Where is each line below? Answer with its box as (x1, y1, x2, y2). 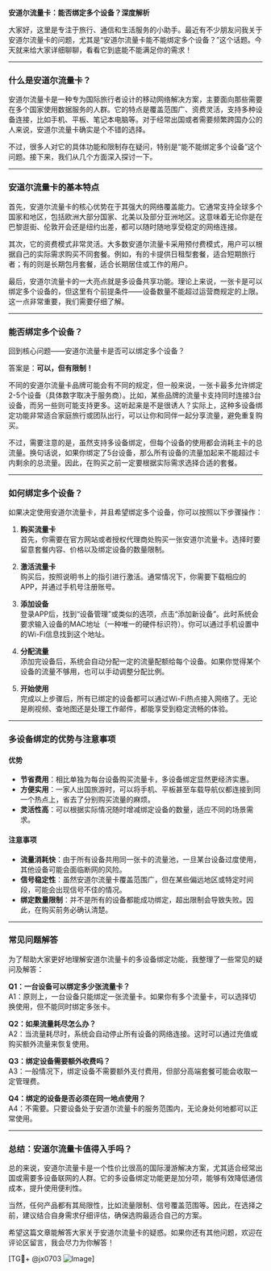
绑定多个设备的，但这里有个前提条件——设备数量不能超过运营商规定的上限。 (8, 286, 263, 296)
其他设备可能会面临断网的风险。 (19, 865, 127, 874)
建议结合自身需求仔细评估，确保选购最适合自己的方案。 (22, 1211, 206, 1220)
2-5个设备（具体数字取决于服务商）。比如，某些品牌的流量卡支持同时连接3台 (8, 390, 261, 400)
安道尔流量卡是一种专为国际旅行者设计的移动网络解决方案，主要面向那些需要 (8, 94, 263, 104)
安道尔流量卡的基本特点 (8, 181, 99, 193)
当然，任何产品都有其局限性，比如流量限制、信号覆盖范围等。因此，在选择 (8, 1201, 256, 1211)
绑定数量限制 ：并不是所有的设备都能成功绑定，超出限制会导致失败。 (19, 894, 247, 904)
